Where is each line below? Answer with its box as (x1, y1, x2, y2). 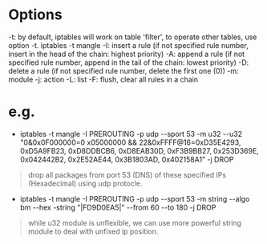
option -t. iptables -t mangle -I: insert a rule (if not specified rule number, (8, 40, 249, 50)
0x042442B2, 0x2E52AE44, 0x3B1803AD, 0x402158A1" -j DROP (19, 154, 234, 164)
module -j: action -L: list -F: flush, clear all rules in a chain (8, 74, 199, 84)
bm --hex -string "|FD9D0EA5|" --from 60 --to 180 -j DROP (19, 202, 216, 212)
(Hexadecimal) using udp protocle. (27, 178, 143, 188)
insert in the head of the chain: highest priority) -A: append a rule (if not (8, 49, 245, 58)
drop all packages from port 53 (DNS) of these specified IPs (27, 170, 227, 179)
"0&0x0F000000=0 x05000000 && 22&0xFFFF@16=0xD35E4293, (19, 138, 241, 147)
